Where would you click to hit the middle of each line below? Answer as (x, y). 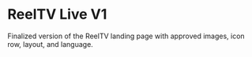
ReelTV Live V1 (57, 14)
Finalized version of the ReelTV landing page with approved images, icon (126, 36)
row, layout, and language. (51, 44)
